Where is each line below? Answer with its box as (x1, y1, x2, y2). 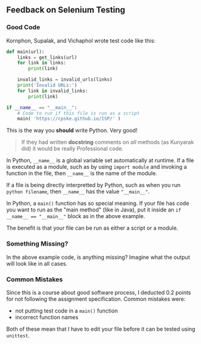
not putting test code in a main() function (15, 307, 118, 314)
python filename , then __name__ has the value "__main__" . (6, 188, 150, 195)
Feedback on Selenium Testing (6, 5, 126, 15)
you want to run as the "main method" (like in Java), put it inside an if (6, 206, 182, 213)
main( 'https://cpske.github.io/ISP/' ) (17, 115, 121, 122)
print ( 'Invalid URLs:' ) (17, 82, 78, 89)
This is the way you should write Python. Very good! (6, 127, 138, 134)
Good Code (6, 23, 41, 32)
